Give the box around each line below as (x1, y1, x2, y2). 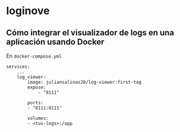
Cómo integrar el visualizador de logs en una (6, 28, 175, 38)
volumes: (27, 115, 49, 121)
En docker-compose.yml (6, 52, 62, 60)
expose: (27, 84, 46, 90)
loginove (6, 4, 50, 18)
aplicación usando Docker (6, 37, 105, 47)
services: (6, 64, 31, 70)
